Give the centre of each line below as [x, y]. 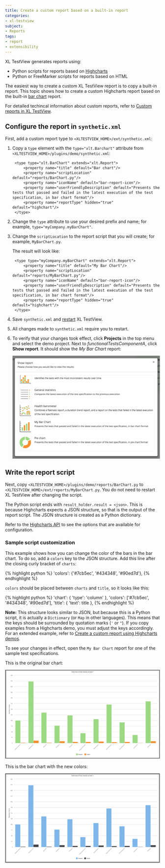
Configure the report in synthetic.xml [63, 127]
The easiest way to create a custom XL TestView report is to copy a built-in [81, 86]
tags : [11, 36]
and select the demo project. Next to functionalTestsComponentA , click [84, 343]
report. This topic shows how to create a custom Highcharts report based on [82, 91]
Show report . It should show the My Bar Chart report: [67, 349]
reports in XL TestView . [28, 111]
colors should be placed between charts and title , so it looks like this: [77, 588]
